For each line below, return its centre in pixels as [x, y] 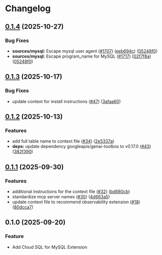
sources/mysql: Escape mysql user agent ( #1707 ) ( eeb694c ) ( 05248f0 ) [85, 51]
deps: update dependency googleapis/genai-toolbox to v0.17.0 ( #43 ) [81, 147]
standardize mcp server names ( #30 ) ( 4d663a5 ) [61, 196]
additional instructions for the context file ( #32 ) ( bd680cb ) [71, 191]
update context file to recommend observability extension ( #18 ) [76, 202]
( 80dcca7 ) [23, 207]
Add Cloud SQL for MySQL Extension [50, 247]
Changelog [28, 9]
